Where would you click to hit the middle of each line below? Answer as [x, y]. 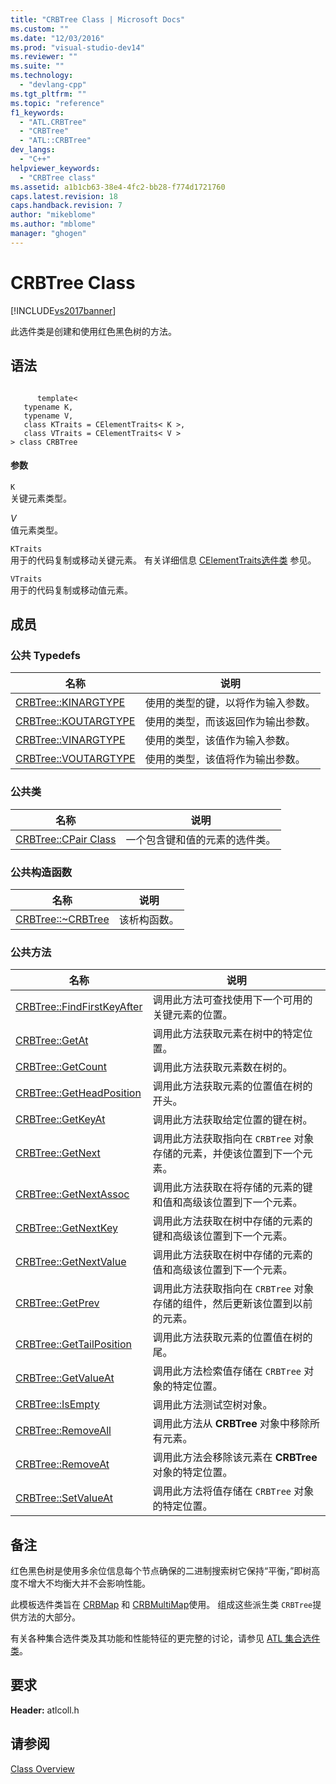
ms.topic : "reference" [57, 103]
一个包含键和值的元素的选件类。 [201, 839]
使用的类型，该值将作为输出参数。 [225, 759]
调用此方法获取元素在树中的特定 [227, 1034]
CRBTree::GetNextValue [71, 1262]
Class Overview [42, 1768]
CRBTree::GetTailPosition [74, 1344]
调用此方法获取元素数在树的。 [222, 1068]
